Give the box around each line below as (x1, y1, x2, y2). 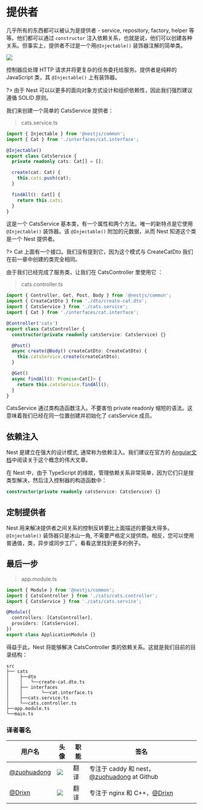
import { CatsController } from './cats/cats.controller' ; (6, 593, 158, 599)
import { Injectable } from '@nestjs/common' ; (6, 131, 126, 137)
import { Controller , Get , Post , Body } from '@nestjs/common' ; (6, 292, 172, 298)
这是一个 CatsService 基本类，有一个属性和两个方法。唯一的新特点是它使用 (6, 220, 193, 228)
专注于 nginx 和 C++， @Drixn (89, 789, 173, 797)
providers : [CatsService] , (11, 621, 80, 627)
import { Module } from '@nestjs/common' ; (6, 587, 115, 593)
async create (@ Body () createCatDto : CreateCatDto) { (11, 348, 147, 354)
